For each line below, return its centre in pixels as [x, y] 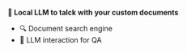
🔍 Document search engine [66, 29]
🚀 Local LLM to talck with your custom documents [93, 12]
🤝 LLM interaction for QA [60, 40]
